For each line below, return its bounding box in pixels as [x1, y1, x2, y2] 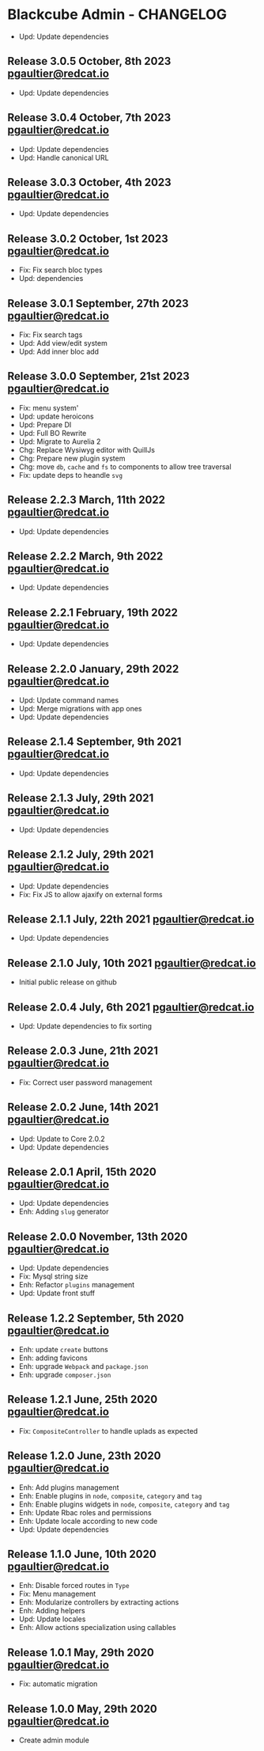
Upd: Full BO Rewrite [18, 428, 87, 438]
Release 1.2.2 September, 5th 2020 [7, 1311, 185, 1325]
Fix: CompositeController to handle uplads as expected [18, 1426, 198, 1435]
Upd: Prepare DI [18, 419, 72, 429]
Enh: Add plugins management [18, 1482, 119, 1492]
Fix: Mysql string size [18, 1272, 89, 1281]
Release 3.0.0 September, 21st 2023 [7, 370, 190, 383]
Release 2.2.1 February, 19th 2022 [7, 605, 179, 619]
